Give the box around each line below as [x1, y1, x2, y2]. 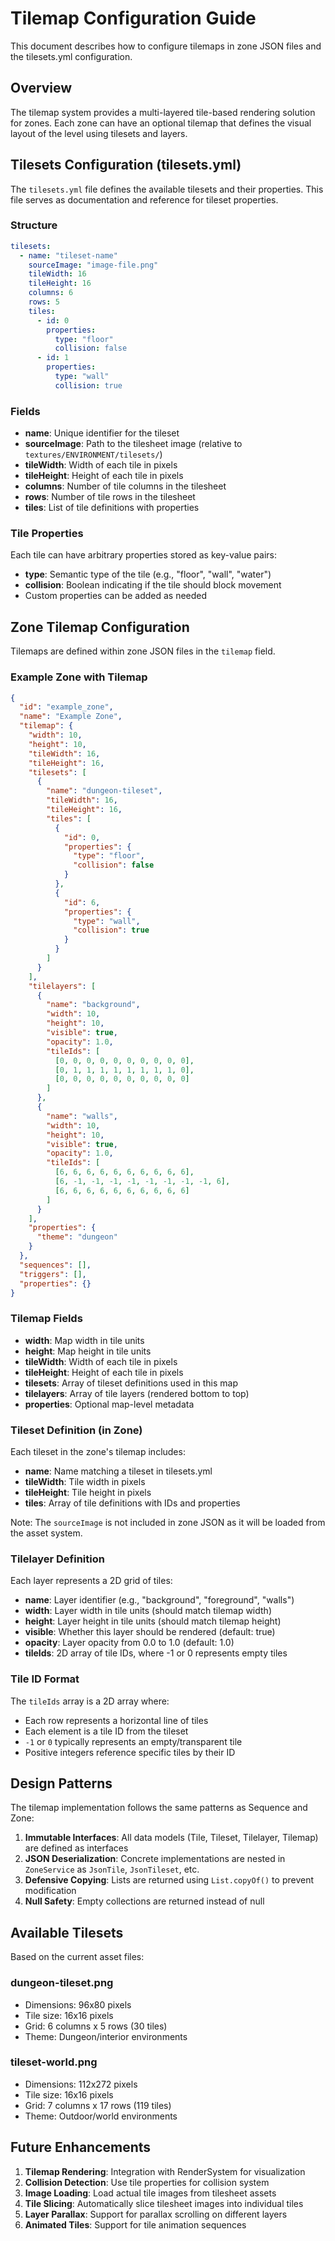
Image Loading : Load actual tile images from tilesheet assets [24, 2187, 277, 2199]
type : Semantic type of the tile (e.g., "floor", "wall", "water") [24, 568, 272, 581]
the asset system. [10, 1527, 83, 1539]
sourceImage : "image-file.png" [28, 260, 159, 270]
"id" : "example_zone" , [19, 702, 114, 712]
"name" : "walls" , [46, 1111, 118, 1121]
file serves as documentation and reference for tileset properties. [10, 193, 279, 206]
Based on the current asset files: [10, 1951, 145, 1963]
